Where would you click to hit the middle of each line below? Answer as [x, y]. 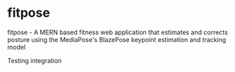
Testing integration [35, 60]
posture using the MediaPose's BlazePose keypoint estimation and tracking [117, 39]
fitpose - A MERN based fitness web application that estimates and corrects [117, 32]
